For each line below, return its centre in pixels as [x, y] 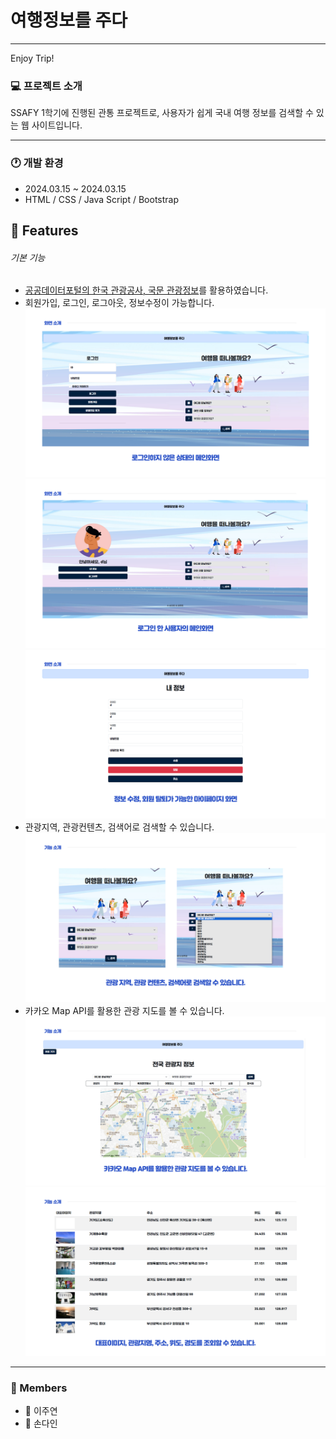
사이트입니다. [57, 125]
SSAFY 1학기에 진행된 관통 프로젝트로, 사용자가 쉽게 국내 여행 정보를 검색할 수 [162, 113]
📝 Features [44, 230]
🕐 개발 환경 [37, 163]
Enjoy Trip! [32, 58]
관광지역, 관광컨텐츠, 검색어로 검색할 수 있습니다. [119, 827]
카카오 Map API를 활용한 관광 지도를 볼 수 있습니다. [124, 1010]
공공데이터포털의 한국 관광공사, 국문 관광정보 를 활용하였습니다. [146, 290]
